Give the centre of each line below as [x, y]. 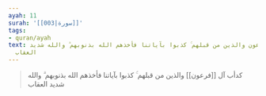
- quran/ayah [30, 38]
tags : [17, 30]
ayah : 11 [23, 15]
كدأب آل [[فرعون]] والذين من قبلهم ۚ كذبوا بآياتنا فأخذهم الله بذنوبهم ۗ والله [135, 75]
